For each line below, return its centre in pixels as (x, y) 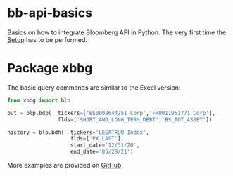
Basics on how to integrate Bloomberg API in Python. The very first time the (117, 32)
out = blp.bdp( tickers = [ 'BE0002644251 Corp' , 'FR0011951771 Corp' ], (112, 113)
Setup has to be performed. (48, 39)
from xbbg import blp (39, 100)
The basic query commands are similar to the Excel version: (94, 87)
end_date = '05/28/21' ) (102, 152)
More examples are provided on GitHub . (65, 165)
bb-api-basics (50, 13)
